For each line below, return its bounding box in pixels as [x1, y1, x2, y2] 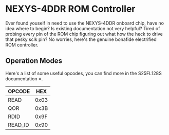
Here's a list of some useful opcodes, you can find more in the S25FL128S [5, 70, 162, 76]
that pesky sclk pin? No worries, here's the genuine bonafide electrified [5, 36, 157, 42]
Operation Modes [5, 57, 63, 65]
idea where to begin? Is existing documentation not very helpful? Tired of [5, 25, 160, 31]
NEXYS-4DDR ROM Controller [5, 3, 136, 15]
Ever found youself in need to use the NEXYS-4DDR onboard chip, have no [5, 20, 164, 26]
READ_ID [8, 121, 29, 128]
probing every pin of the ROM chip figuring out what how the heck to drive [5, 31, 163, 37]
